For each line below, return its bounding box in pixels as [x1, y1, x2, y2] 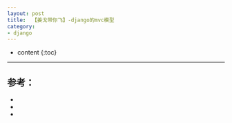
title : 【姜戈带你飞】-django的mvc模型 [7, 17, 115, 23]
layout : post [7, 10, 45, 17]
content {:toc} [17, 48, 57, 57]
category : [7, 23, 36, 30]
